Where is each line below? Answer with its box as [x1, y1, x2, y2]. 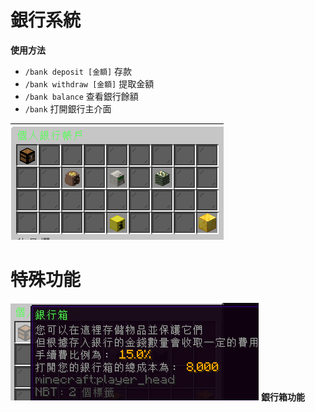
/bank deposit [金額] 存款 [24, 65, 133, 77]
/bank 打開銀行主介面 [24, 102, 112, 115]
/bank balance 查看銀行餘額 [24, 90, 139, 102]
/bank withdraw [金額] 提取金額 [24, 77, 155, 90]
